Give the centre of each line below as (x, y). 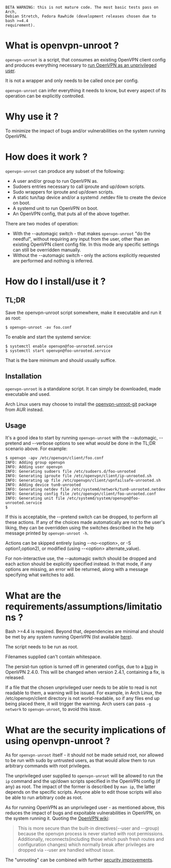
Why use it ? (32, 117)
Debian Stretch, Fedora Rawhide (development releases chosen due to (81, 16)
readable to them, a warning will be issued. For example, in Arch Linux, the (84, 693)
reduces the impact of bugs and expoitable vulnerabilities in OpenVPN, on (83, 813)
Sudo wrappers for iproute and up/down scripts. (63, 192)
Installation (23, 376)
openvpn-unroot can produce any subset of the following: (65, 171)
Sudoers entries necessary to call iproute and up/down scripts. (79, 186)
